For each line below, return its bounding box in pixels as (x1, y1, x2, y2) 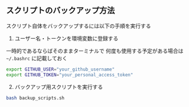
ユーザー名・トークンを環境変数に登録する (14, 35, 119, 42)
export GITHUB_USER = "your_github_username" (6, 66, 115, 72)
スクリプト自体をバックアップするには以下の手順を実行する (6, 22, 151, 29)
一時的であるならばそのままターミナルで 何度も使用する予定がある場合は (6, 47, 184, 54)
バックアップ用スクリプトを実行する (14, 83, 103, 90)
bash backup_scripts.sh (6, 95, 65, 101)
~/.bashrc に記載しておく (6, 55, 68, 62)
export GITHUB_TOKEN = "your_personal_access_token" (6, 72, 133, 78)
